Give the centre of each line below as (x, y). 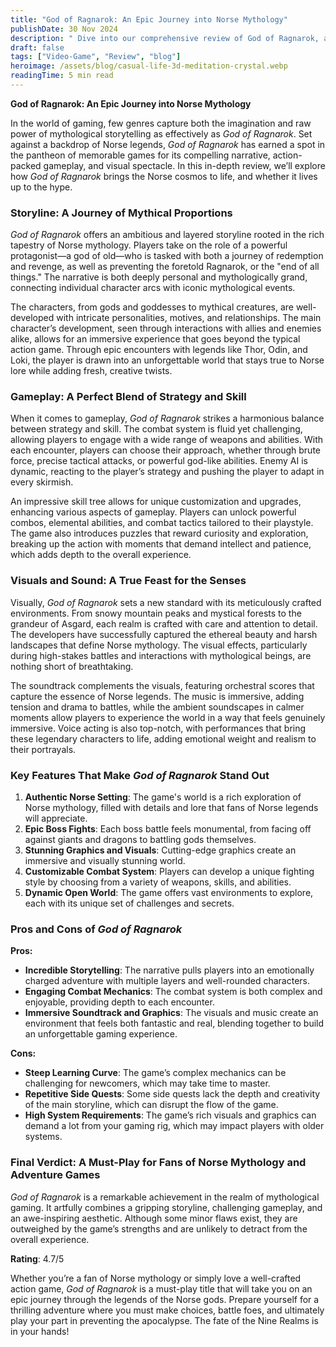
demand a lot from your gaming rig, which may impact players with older (174, 1126)
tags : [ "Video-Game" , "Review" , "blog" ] (96, 57)
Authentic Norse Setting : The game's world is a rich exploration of (163, 797)
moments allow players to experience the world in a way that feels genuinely (168, 717)
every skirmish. (42, 482)
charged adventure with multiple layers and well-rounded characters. (167, 981)
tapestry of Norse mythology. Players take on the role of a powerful (149, 245)
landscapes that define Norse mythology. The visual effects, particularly (159, 645)
